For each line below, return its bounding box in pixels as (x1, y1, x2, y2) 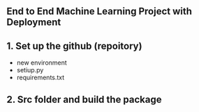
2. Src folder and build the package (6, 93, 162, 105)
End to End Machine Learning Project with (6, 6, 193, 17)
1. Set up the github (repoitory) (6, 40, 142, 51)
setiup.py (16, 66, 44, 74)
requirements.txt (16, 73, 65, 82)
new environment (16, 58, 67, 67)
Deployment (6, 17, 61, 29)
